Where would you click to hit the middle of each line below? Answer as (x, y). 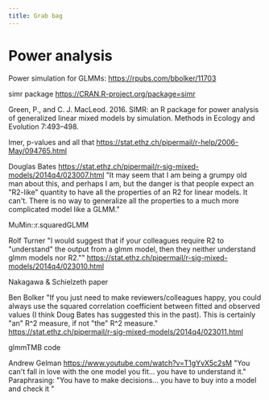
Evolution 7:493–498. (43, 127)
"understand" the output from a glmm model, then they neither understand (132, 249)
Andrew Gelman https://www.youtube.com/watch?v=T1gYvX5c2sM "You (129, 363)
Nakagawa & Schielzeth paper (58, 281)
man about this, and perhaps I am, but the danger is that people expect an (131, 183)
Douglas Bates (32, 166)
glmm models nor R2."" (47, 257)
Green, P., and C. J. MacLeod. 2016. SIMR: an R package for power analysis (134, 109)
